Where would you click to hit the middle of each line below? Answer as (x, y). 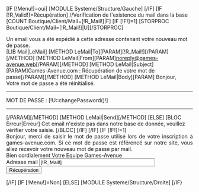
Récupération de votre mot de (118, 70)
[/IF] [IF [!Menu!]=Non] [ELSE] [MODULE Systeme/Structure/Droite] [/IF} (94, 182)
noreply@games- (137, 58)
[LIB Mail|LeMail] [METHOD (40, 52)
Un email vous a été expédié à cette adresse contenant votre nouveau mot (97, 39)
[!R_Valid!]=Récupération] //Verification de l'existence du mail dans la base (97, 15)
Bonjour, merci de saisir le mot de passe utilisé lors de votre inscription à (99, 136)
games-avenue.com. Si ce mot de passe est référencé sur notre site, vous (99, 143)
